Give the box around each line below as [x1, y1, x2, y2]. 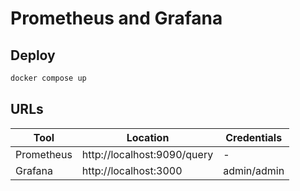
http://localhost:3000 [81, 163, 183, 177]
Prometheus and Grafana [10, 7, 223, 30]
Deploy [10, 47, 56, 64]
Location [126, 130, 170, 144]
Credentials [225, 130, 283, 144]
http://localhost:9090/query [81, 147, 214, 161]
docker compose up [10, 73, 87, 83]
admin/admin [223, 163, 285, 177]
